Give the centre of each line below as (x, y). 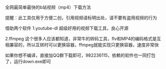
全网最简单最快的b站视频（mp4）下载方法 (48, 7)
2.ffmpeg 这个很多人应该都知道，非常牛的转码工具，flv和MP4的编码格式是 (81, 39)
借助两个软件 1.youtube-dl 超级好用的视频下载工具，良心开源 (67, 28)
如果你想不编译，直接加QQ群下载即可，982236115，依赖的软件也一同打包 (80, 55)
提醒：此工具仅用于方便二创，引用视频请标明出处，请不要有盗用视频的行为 (81, 18)
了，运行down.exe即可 (28, 61)
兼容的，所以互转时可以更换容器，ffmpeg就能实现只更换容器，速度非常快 (84, 45)
